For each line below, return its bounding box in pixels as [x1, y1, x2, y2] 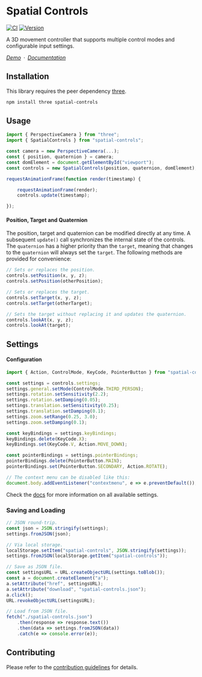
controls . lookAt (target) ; [6, 323, 71, 329]
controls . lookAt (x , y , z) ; [6, 316, 74, 323]
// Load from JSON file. [6, 608, 69, 614]
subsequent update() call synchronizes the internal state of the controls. [6, 236, 186, 244]
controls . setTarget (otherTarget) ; [6, 300, 93, 306]
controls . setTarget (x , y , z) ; [6, 294, 82, 301]
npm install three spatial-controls [6, 99, 98, 105]
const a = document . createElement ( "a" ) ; [6, 575, 109, 581]
